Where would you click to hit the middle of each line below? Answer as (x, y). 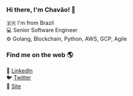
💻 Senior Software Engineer (42, 30)
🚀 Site (14, 86)
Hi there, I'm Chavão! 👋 (41, 10)
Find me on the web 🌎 (40, 55)
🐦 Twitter (19, 77)
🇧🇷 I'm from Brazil (30, 23)
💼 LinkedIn (20, 70)
